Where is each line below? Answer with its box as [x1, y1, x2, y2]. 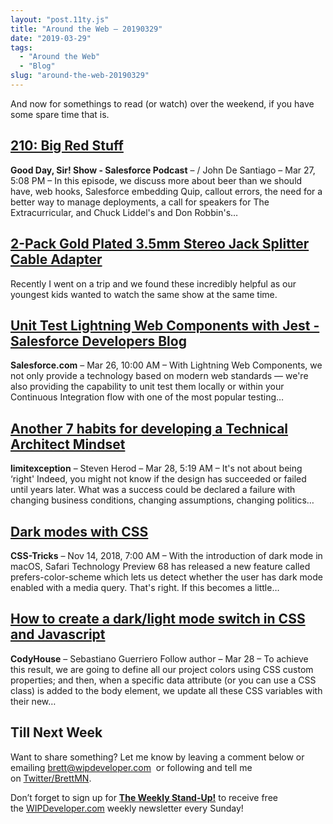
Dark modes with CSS [10, 523, 149, 540]
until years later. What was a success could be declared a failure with [10, 484, 296, 496]
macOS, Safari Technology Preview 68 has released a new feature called [10, 560, 311, 572]
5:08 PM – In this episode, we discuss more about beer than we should [10, 174, 303, 186]
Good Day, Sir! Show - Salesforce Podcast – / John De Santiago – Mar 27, [10, 164, 316, 176]
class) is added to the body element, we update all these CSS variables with [10, 684, 323, 696]
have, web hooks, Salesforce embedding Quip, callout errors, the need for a [10, 185, 323, 197]
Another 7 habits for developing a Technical [10, 420, 289, 437]
